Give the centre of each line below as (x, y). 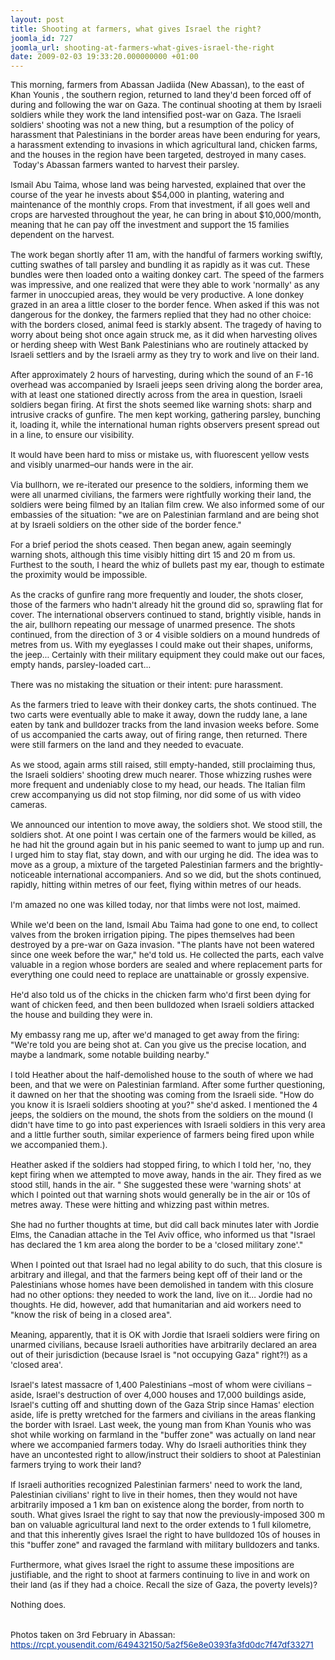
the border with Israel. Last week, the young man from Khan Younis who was (161, 1425)
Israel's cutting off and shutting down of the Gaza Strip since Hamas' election (162, 1405)
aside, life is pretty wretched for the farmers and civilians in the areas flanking (163, 1415)
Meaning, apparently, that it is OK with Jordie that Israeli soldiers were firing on (165, 1335)
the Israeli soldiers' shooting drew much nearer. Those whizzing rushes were (161, 775)
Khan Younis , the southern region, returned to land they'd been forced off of (161, 95)
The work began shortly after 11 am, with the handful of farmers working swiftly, (166, 255)
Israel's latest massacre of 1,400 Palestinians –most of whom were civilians (157, 1385)
